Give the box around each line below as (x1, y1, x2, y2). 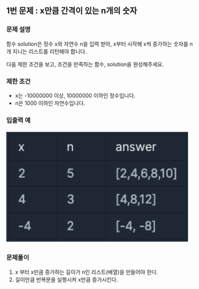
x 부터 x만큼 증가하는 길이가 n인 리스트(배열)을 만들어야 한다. (14, 268, 159, 276)
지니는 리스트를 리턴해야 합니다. (12, 48, 87, 55)
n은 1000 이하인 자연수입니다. (14, 99, 86, 107)
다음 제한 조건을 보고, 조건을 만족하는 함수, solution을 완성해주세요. (6, 60, 164, 68)
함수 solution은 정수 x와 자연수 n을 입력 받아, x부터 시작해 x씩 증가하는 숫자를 (6, 40, 189, 47)
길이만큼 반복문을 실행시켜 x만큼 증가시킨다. (14, 276, 118, 283)
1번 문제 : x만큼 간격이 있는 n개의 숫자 (6, 5, 137, 16)
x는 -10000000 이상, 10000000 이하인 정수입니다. (14, 92, 136, 99)
